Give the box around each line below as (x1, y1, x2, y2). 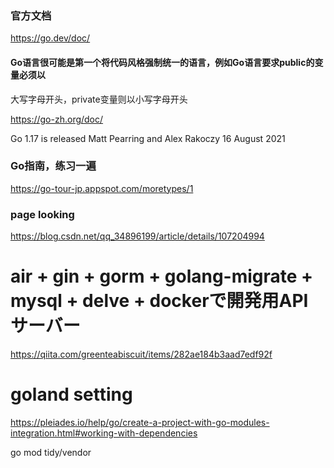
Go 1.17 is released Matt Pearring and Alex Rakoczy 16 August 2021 (10, 132, 286, 144)
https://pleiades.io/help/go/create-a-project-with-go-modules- (10, 416, 270, 428)
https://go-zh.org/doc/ (10, 113, 104, 125)
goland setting (10, 383, 133, 406)
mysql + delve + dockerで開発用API (10, 290, 309, 312)
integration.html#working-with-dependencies (10, 427, 198, 439)
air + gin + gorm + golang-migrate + (10, 265, 314, 288)
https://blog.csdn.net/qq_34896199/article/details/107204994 (10, 230, 265, 242)
